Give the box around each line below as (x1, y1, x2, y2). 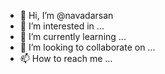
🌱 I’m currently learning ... (19, 31, 127, 42)
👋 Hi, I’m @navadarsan (19, 10, 114, 21)
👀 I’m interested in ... (19, 20, 105, 32)
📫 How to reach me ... (19, 53, 113, 64)
